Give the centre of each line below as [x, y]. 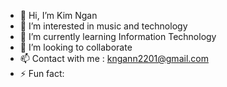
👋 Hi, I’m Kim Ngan [58, 15]
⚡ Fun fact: [42, 73]
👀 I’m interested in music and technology [103, 26]
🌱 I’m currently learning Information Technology [118, 36]
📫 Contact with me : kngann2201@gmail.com [114, 58]
